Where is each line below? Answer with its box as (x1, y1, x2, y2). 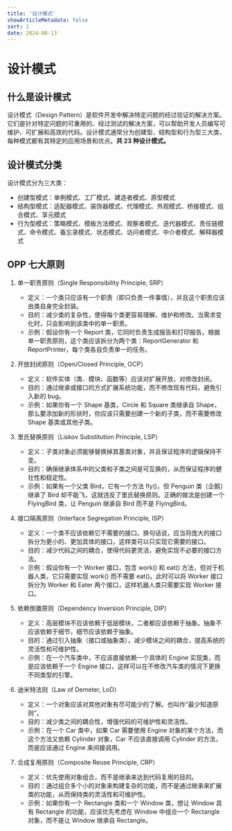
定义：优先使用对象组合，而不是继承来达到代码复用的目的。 (27, 773, 198, 781)
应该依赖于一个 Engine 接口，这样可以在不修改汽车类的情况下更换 (33, 662, 221, 670)
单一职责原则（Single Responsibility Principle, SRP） (17, 278, 168, 287)
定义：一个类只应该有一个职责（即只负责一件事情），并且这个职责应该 (27, 293, 225, 301)
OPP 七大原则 (7, 259, 65, 271)
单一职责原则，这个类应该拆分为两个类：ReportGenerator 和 (27, 337, 199, 345)
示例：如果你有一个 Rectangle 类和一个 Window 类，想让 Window (27, 798, 215, 807)
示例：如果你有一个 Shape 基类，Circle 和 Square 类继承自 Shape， (27, 400, 221, 409)
